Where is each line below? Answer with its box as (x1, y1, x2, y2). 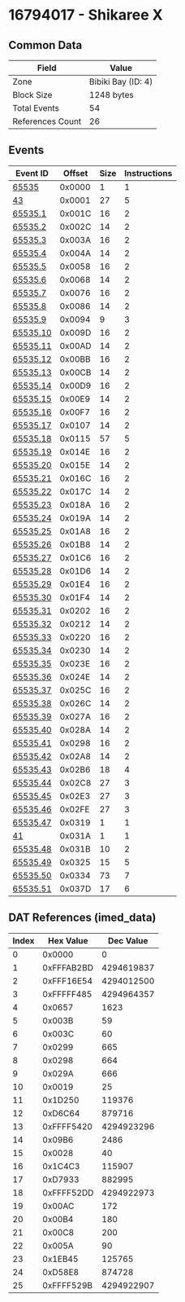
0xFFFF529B (42, 1279, 93, 1291)
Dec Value (108, 935, 148, 946)
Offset (62, 167, 88, 178)
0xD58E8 (42, 1266, 80, 1278)
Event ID (15, 167, 49, 178)
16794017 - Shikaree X (8, 6, 164, 24)
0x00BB (59, 353, 91, 364)
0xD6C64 (42, 1107, 80, 1119)
